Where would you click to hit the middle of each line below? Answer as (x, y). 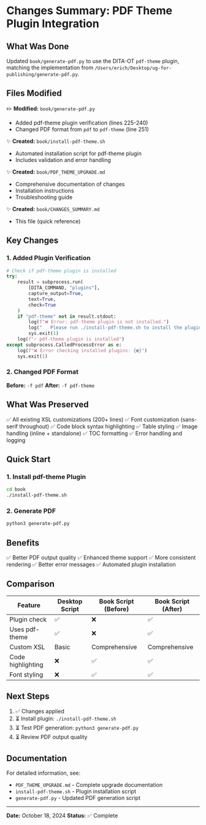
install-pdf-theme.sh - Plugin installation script (76, 791)
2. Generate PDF (31, 511)
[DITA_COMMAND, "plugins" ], (64, 288)
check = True (42, 305)
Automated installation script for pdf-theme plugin (78, 153)
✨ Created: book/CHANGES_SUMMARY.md (53, 209)
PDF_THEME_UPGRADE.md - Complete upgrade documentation (89, 785)
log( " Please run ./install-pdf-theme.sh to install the (105, 328)
